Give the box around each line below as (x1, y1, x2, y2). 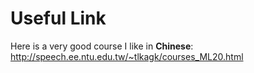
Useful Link (10, 7, 107, 30)
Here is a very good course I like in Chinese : (10, 40, 194, 52)
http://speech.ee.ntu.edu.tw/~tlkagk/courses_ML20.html (10, 50, 244, 62)
